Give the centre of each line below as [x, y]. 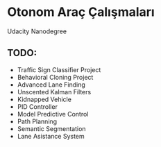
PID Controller [37, 106]
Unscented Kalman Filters [54, 92]
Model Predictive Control [53, 114]
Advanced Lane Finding [51, 85]
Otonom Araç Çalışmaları [81, 12]
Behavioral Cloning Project [55, 77]
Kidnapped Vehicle [44, 99]
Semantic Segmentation [51, 128]
